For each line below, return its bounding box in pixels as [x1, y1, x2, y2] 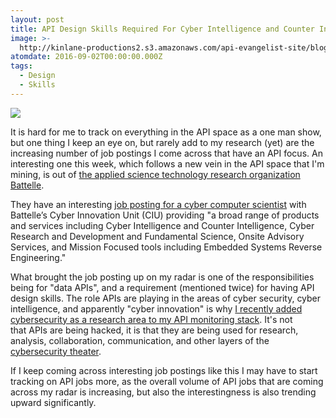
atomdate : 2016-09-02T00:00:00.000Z [10, 52, 163, 62]
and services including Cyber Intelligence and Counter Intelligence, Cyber [10, 219, 315, 231]
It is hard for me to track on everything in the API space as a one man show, [10, 126, 322, 138]
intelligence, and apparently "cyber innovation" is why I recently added [10, 302, 303, 315]
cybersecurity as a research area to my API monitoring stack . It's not [10, 313, 293, 325]
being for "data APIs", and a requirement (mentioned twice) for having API [10, 281, 315, 293]
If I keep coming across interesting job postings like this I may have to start [10, 364, 318, 376]
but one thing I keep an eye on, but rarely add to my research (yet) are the [10, 136, 315, 148]
